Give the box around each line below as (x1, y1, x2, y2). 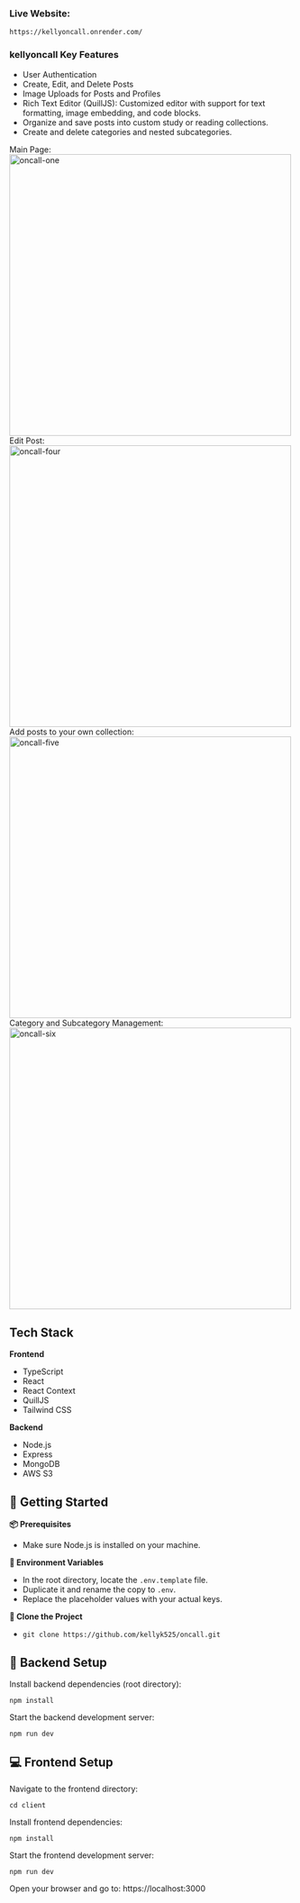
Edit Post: (9, 435, 45, 446)
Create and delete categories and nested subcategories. (22, 126, 232, 137)
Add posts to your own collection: (9, 726, 134, 737)
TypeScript (22, 1366, 64, 1377)
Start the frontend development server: (9, 1850, 155, 1861)
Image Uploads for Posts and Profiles (22, 88, 161, 99)
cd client (9, 1800, 47, 1809)
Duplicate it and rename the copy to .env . (22, 1584, 177, 1595)
